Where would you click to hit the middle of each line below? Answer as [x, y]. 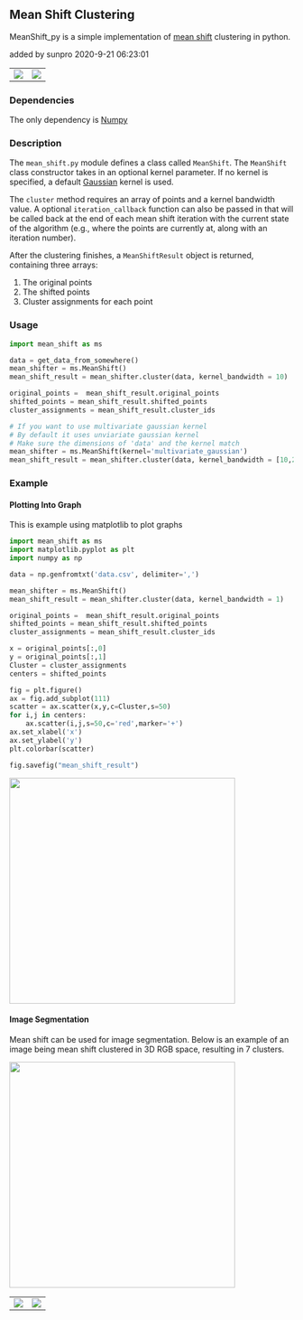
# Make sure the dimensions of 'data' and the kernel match [125, 443]
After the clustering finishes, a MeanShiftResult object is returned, [132, 256]
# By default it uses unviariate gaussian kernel [105, 435]
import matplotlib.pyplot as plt [72, 550]
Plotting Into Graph [46, 504]
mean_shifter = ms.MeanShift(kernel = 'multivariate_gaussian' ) [129, 452]
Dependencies [42, 100]
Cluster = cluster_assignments [68, 665]
